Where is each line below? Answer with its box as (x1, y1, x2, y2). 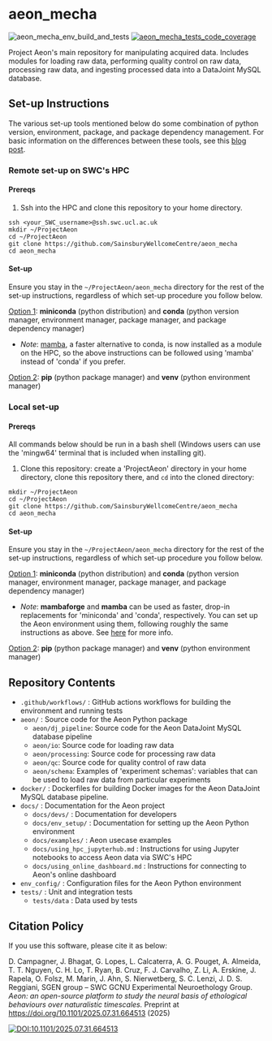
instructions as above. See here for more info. (19, 628, 174, 637)
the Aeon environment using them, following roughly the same (19, 619, 229, 629)
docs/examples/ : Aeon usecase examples (32, 836, 172, 845)
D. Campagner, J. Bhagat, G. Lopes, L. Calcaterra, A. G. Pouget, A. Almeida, (8, 957, 261, 966)
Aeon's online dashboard (32, 870, 117, 879)
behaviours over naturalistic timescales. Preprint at (8, 1000, 180, 1009)
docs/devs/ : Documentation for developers (32, 810, 177, 819)
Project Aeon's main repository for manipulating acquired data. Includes (8, 47, 249, 57)
